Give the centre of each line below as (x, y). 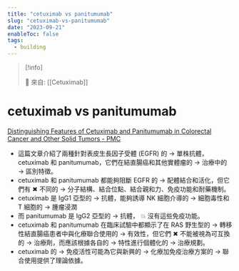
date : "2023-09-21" (36, 27)
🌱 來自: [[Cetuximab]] (56, 82)
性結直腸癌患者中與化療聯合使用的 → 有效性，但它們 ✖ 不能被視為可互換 (124, 233)
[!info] (34, 67)
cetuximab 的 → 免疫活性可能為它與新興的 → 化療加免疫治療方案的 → (119, 251)
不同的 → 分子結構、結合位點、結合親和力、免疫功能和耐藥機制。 (134, 189)
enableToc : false (33, 34)
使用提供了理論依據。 (55, 260)
